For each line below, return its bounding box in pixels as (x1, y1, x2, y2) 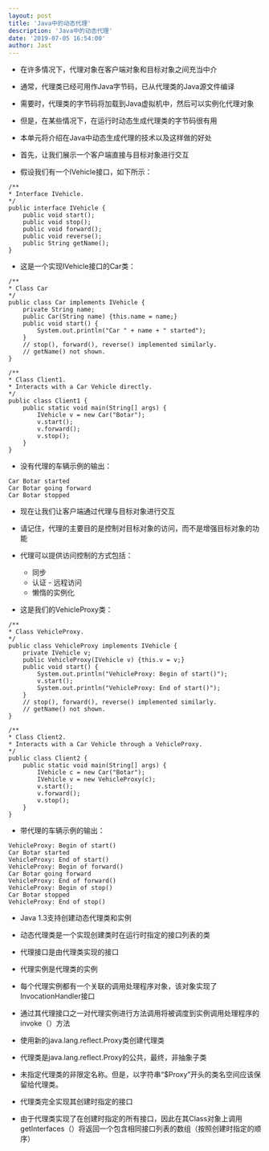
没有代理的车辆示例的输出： (19, 461, 112, 471)
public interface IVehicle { (8, 204, 106, 213)
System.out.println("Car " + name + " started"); (37, 327, 206, 335)
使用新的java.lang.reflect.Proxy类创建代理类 (19, 1035, 165, 1045)
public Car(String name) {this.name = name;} (22, 312, 178, 321)
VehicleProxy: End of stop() (8, 898, 106, 906)
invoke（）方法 (19, 1018, 71, 1028)
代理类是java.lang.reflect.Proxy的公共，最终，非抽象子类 (19, 1053, 207, 1063)
